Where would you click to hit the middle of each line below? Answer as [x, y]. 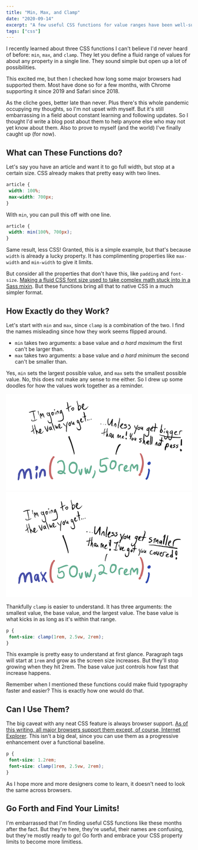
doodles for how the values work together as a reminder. [75, 386]
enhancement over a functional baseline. [56, 742]
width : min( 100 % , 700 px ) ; [40, 232]
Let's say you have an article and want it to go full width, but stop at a [90, 167]
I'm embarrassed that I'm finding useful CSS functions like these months [94, 823]
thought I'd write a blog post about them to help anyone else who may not [96, 121]
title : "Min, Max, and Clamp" [43, 12]
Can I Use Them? [38, 709]
